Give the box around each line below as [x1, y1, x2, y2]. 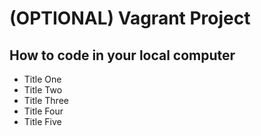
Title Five [23, 116, 62, 127]
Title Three [23, 95, 69, 106]
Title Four [23, 105, 64, 117]
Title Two [23, 84, 63, 96]
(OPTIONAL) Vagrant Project [9, 7, 251, 30]
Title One [23, 73, 62, 85]
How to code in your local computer [9, 47, 236, 64]
